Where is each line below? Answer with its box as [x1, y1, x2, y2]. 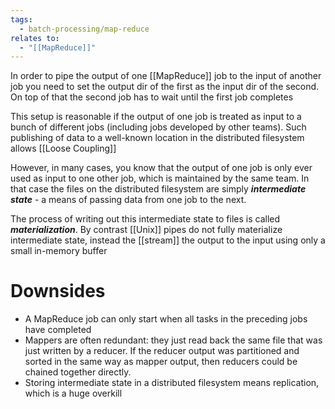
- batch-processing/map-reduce [19, 24, 150, 34]
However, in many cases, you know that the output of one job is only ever [10, 162, 313, 174]
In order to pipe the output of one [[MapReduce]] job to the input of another [10, 70, 322, 82]
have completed [24, 324, 92, 336]
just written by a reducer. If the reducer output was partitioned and [24, 345, 300, 357]
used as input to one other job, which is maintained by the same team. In [10, 172, 310, 185]
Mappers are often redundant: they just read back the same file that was [24, 334, 323, 346]
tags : [10, 14, 33, 25]
